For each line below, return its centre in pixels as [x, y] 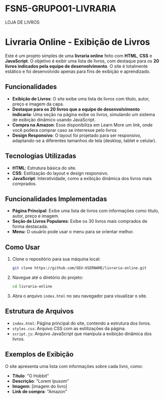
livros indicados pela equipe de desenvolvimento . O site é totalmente [77, 66]
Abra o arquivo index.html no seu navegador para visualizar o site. [80, 296]
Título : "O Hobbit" [30, 376]
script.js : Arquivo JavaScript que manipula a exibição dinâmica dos [82, 334]
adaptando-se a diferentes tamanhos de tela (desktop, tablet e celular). [84, 140]
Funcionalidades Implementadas [56, 199]
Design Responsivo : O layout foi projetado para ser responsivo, [77, 135]
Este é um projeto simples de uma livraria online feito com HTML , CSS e [79, 56]
